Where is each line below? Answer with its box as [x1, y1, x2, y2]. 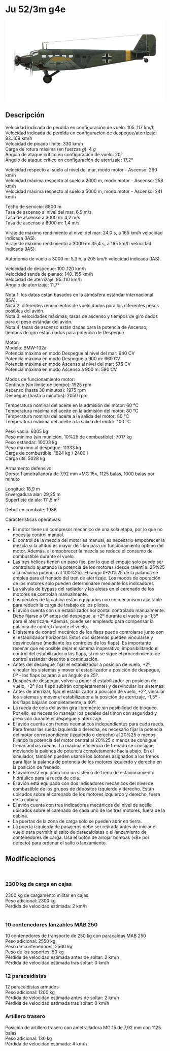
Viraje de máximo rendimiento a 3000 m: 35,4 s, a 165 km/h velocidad [5, 240, 152, 246]
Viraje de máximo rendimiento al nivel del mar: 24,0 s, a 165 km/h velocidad [5, 229, 163, 236]
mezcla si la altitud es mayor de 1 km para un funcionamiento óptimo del [12, 542, 164, 548]
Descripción [5, 111, 45, 120]
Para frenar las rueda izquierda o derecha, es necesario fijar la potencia [12, 726, 162, 732]
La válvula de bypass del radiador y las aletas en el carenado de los [12, 586, 154, 592]
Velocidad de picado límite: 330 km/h [5, 140, 84, 147]
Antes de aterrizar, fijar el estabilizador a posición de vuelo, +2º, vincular [12, 688, 165, 694]
